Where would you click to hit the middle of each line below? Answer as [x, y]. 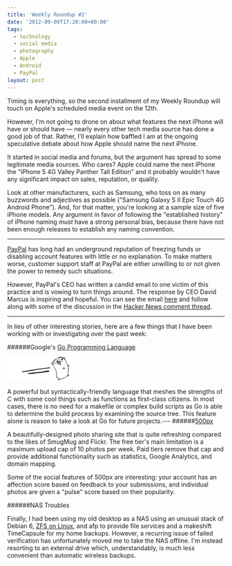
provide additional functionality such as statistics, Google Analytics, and [109, 456]
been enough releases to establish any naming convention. [91, 229]
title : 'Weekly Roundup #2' [48, 15]
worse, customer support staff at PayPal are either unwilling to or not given [114, 263]
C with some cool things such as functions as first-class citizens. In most [111, 399]
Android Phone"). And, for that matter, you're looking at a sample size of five [116, 207]
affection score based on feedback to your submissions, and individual [108, 484]
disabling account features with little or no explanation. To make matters [110, 256]
